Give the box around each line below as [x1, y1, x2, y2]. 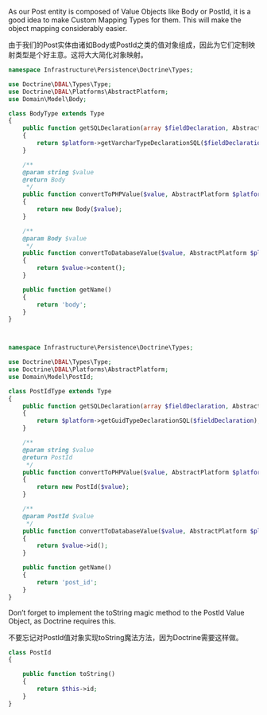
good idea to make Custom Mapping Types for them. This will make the [8, 15, 242, 25]
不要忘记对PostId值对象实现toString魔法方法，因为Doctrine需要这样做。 [8, 632, 243, 642]
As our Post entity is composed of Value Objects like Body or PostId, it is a [8, 7, 252, 16]
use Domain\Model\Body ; [8, 95, 87, 103]
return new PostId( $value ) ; [37, 483, 130, 491]
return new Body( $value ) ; [37, 205, 123, 213]
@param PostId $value [22, 512, 94, 520]
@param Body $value [22, 234, 87, 242]
